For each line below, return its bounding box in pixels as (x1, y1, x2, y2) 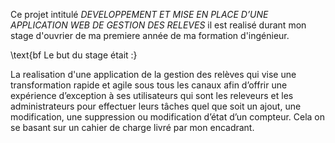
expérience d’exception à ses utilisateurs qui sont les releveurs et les (10, 90, 294, 101)
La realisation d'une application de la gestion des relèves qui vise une (10, 69, 297, 80)
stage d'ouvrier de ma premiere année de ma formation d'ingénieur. (10, 30, 290, 41)
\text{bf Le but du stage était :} (10, 49, 138, 61)
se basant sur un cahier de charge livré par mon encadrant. (10, 122, 255, 133)
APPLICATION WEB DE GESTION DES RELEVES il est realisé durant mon (10, 19, 307, 31)
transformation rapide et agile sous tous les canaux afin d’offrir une (10, 79, 288, 91)
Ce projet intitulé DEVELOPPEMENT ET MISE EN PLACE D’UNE (10, 9, 269, 20)
